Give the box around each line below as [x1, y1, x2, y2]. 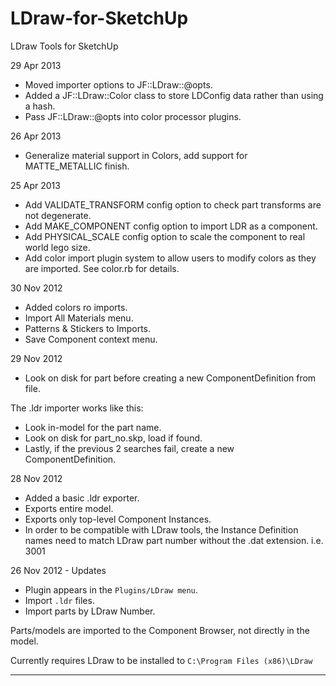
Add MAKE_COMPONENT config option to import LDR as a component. [24, 220, 318, 232]
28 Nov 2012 [10, 472, 63, 484]
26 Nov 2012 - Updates [10, 564, 107, 576]
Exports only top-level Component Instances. [24, 513, 212, 525]
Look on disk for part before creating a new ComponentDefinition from [24, 372, 317, 384]
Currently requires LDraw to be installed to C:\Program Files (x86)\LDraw [10, 654, 313, 666]
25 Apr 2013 [10, 179, 61, 191]
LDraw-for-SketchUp [10, 7, 189, 30]
